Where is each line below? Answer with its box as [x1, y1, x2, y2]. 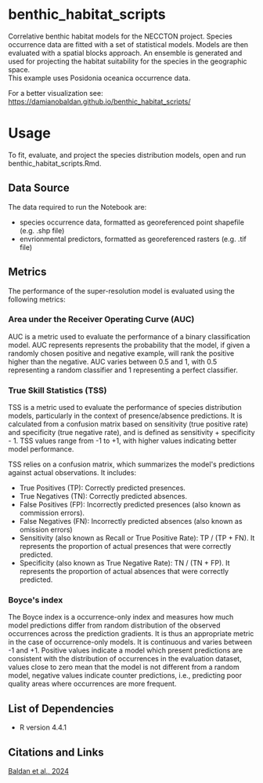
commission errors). [19, 508, 85, 518]
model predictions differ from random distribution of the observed [8, 620, 221, 630]
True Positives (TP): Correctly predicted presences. [19, 483, 186, 492]
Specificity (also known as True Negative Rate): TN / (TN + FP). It [19, 558, 230, 568]
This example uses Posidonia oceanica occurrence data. [8, 73, 191, 82]
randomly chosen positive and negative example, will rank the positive [8, 348, 235, 358]
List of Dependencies [8, 701, 114, 715]
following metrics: [8, 295, 66, 304]
